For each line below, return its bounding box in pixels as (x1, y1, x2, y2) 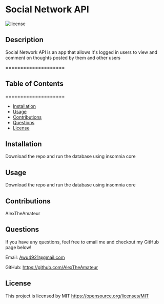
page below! (5, 244, 32, 250)
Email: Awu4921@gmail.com (5, 254, 65, 260)
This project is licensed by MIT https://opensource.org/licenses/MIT (5, 293, 149, 299)
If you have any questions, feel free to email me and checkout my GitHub (5, 239, 159, 245)
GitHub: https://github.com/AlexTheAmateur (5, 264, 98, 270)
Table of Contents (5, 80, 64, 88)
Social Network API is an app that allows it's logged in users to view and (5, 49, 158, 55)
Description (5, 35, 44, 44)
